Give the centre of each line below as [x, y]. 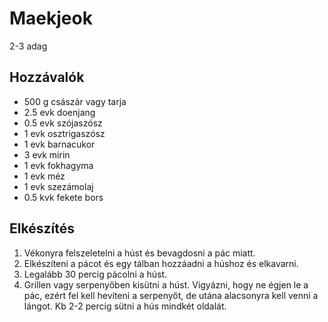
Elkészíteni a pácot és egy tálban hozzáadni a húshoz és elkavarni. [161, 263]
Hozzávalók [47, 77]
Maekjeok [51, 18]
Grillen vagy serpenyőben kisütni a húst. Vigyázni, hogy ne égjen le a [166, 284]
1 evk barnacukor [59, 144]
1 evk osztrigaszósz [64, 133]
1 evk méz [44, 176]
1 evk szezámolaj [58, 186]
